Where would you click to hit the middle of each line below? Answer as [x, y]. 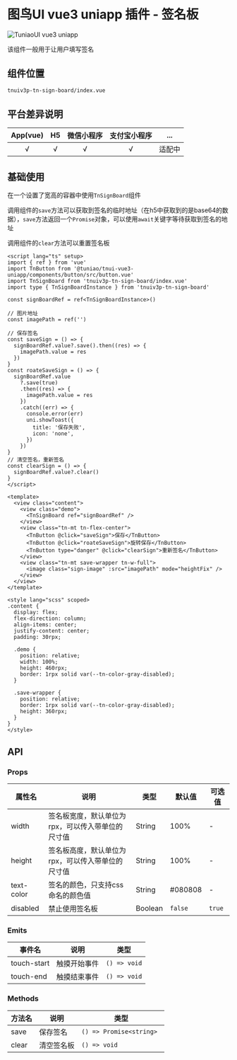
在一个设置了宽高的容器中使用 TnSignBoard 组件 [74, 195]
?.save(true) [39, 383]
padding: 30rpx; [37, 638]
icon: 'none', [53, 434]
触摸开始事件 [78, 964]
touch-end [29, 977]
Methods [23, 998]
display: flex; [36, 613]
